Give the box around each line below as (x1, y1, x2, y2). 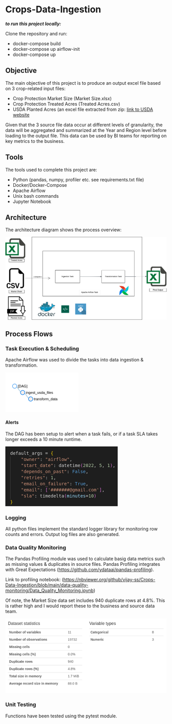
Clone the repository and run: (5, 30, 68, 36)
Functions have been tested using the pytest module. (5, 713, 117, 719)
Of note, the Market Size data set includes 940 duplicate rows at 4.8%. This (5, 597, 165, 604)
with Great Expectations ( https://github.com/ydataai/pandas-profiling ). (5, 566, 155, 573)
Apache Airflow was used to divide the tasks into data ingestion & (5, 357, 144, 363)
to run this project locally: (5, 21, 61, 27)
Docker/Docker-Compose (12, 182, 68, 188)
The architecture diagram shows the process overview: (5, 227, 122, 233)
